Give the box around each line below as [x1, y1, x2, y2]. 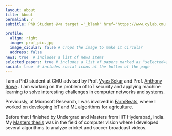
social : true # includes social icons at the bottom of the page [5, 64, 150, 69]
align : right [10, 36, 38, 41]
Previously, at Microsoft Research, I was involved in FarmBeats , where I [5, 99, 156, 105]
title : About [5, 12, 33, 17]
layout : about [5, 7, 36, 13]
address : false [10, 49, 42, 55]
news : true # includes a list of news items [5, 55, 104, 60]
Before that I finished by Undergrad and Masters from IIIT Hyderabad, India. [5, 114, 165, 120]
